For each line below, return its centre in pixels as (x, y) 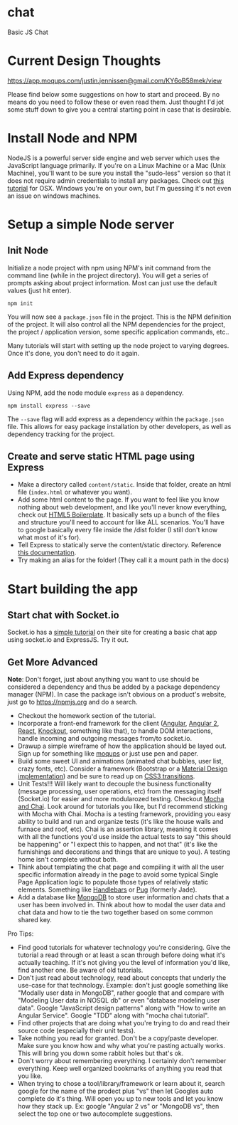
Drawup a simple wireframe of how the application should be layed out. (122, 746)
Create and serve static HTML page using (101, 456)
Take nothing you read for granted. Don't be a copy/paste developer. (118, 1038)
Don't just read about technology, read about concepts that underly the (122, 978)
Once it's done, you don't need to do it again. (74, 353)
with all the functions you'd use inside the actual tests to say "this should (124, 837)
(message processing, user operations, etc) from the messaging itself (120, 791)
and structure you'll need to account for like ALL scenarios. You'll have (121, 522)
